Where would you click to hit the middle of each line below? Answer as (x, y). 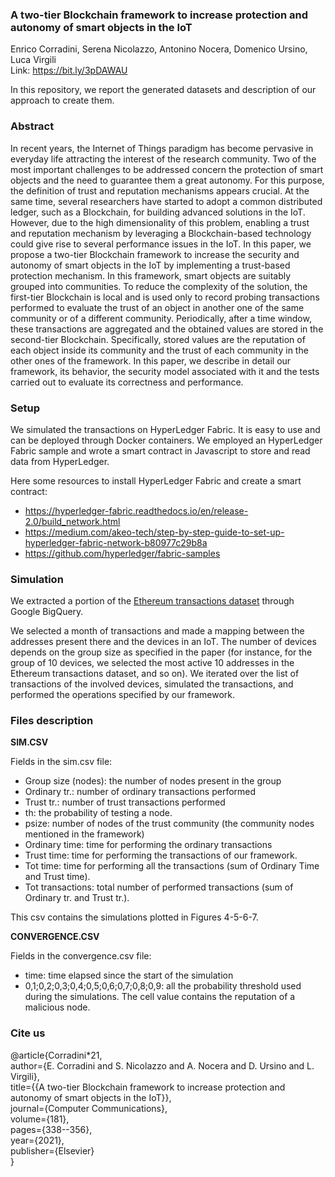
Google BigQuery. (47, 612)
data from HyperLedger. (60, 461)
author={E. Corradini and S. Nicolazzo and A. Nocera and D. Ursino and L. (162, 1065)
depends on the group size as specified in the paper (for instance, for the (161, 652)
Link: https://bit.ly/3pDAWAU (69, 70)
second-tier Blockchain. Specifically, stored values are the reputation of (158, 339)
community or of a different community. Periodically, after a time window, (161, 318)
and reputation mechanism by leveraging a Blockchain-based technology (161, 233)
